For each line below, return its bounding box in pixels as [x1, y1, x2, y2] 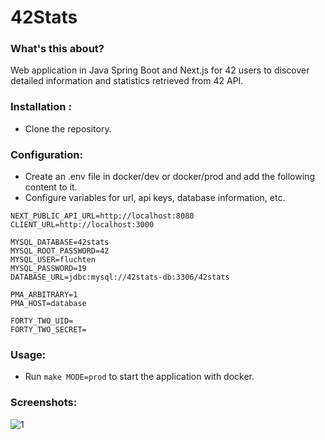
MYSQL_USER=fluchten [10, 255, 97, 265]
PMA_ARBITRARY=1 [10, 290, 78, 300]
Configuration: [10, 147, 83, 161]
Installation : [10, 100, 72, 114]
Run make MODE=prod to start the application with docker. [24, 371, 255, 383]
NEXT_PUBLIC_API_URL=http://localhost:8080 [10, 211, 195, 221]
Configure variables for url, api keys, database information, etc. [24, 192, 286, 204]
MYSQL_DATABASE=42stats [10, 237, 110, 248]
